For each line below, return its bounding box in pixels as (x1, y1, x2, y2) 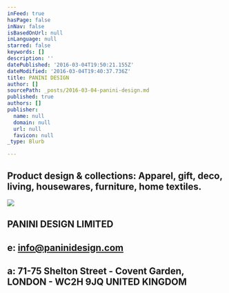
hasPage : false (7, 17, 51, 23)
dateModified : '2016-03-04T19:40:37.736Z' (7, 68, 131, 74)
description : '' (7, 55, 54, 62)
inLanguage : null (7, 36, 57, 43)
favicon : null (13, 132, 54, 139)
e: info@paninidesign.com (7, 242, 124, 254)
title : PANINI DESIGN (7, 74, 70, 81)
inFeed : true (7, 10, 45, 17)
